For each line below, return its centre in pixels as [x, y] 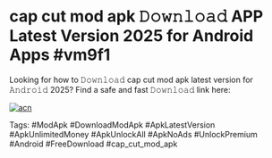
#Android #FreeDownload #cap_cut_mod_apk [93, 144]
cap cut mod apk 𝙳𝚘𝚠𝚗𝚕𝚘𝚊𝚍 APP [136, 17]
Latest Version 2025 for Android [132, 36]
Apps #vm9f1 [60, 55]
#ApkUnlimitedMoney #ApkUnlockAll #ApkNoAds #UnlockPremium [133, 134]
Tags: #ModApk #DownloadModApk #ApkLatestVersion [112, 125]
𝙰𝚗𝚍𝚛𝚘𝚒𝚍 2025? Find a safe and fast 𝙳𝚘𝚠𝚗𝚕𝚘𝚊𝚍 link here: [120, 89]
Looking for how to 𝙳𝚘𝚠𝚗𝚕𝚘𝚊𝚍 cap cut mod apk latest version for [131, 79]
